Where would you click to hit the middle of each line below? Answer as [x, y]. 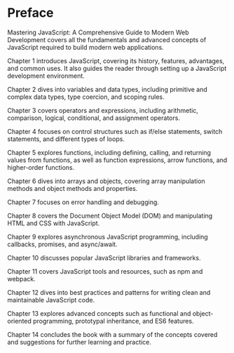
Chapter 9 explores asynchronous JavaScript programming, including [108, 237]
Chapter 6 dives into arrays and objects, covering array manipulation [106, 181]
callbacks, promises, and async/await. [62, 244]
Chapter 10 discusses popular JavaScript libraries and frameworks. [104, 258]
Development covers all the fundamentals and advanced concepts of [107, 39]
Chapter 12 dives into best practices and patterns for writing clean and [109, 292]
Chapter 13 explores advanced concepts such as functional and [99, 313]
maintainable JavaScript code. [51, 300]
